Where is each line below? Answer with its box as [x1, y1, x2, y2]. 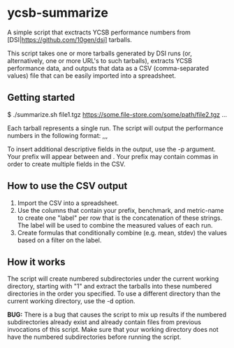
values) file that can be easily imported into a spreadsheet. [7, 71, 177, 80]
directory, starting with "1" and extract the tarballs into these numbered [7, 282, 212, 291]
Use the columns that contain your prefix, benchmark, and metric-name [17, 206, 225, 214]
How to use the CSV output [7, 180, 128, 192]
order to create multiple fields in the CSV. [7, 160, 126, 168]
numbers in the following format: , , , [7, 131, 108, 139]
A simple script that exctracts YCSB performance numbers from [7, 28, 191, 36]
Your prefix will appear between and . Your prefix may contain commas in [7, 152, 219, 160]
